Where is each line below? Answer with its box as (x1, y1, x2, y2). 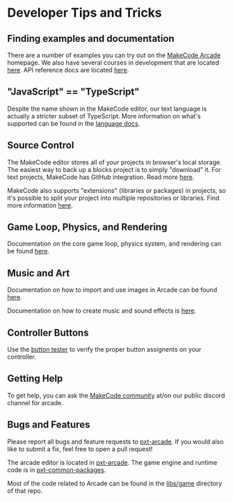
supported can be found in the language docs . (7, 119, 140, 127)
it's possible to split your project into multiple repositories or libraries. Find (7, 194, 220, 202)
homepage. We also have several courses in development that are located (7, 58, 220, 67)
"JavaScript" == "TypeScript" (7, 86, 140, 98)
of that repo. (7, 486, 43, 495)
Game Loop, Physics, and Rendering (7, 221, 168, 233)
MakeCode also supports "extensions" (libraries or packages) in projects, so (7, 186, 226, 194)
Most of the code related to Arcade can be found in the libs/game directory (7, 479, 223, 487)
